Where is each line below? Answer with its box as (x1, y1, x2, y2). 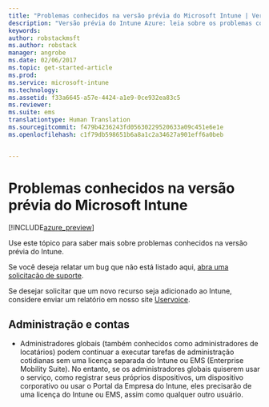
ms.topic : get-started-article (8, 64, 113, 72)
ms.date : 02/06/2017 (8, 57, 78, 65)
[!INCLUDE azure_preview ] (8, 222, 94, 232)
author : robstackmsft (8, 34, 81, 42)
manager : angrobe (8, 49, 66, 57)
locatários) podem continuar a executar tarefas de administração (19, 347, 235, 357)
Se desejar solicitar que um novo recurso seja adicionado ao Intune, (8, 285, 232, 296)
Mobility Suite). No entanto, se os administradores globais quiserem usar (19, 365, 260, 374)
